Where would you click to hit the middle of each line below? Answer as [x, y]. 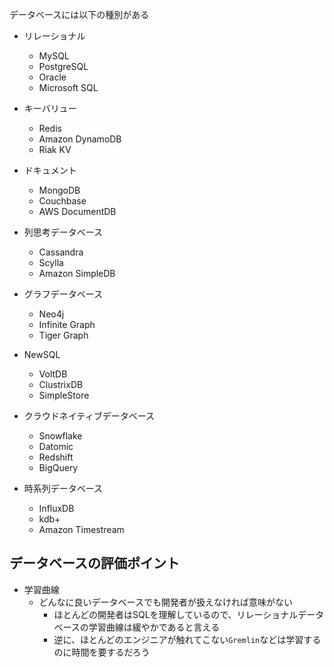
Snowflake [60, 436]
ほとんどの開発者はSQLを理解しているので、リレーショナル [176, 614]
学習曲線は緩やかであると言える [154, 627]
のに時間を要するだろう [102, 652]
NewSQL [42, 354]
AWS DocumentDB [77, 211]
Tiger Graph [63, 335]
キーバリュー [50, 108]
